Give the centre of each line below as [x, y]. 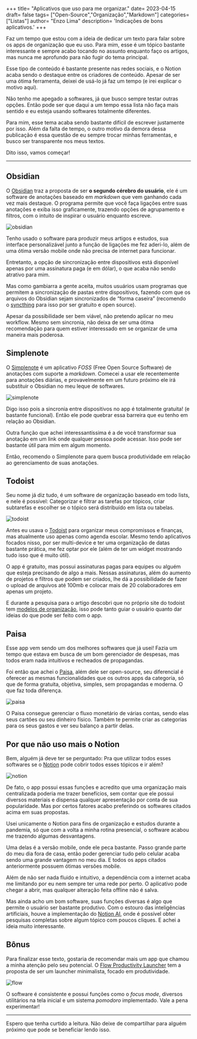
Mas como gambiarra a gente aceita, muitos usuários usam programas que [97, 286]
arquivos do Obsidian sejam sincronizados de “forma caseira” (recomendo [96, 298]
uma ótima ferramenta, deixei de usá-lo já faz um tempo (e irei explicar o [94, 81]
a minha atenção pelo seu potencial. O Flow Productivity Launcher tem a [94, 965]
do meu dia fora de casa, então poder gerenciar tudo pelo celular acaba [93, 854]
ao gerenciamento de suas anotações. [52, 462]
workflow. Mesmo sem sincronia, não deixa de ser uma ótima [80, 322]
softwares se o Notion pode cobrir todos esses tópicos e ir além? [85, 764]
